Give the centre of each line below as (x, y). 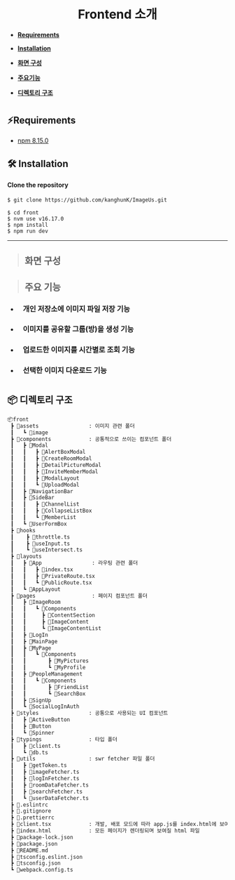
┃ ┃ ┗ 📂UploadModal (45, 485)
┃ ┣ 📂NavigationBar (42, 491)
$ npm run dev (28, 231)
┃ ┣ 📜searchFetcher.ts (46, 792)
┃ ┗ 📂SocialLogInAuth (45, 707)
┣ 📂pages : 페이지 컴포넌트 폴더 (79, 596)
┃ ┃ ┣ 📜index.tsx (42, 570)
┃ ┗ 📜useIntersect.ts (46, 550)
